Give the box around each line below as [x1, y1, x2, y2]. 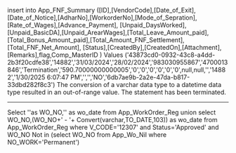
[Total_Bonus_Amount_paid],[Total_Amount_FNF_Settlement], [7, 36, 185, 44]
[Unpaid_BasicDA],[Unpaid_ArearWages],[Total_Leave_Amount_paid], [7, 28, 209, 36]
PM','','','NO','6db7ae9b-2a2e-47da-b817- [70, 73, 190, 81]
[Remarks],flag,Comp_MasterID [7, 51, 98, 59]
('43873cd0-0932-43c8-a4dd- [124, 51, 216, 59]
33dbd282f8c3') [7, 81, 55, 88]
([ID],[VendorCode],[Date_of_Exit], [96, 6, 196, 14]
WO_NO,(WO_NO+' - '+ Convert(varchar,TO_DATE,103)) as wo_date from [7, 116, 218, 124]
